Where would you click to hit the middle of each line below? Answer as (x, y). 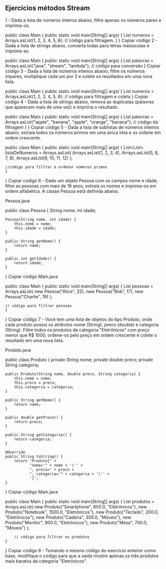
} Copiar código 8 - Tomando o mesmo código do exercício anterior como (81, 550)
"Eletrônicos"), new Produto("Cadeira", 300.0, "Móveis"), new (68, 517)
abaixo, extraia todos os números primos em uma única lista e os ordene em (83, 132)
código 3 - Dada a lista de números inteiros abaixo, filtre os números (75, 71)
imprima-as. (17, 51)
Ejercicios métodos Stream (48, 8)
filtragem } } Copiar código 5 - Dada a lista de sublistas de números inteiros (82, 127)
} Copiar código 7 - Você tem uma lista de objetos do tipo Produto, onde (79, 319)
